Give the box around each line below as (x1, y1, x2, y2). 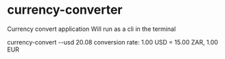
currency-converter (7, 2, 123, 18)
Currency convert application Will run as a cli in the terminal (7, 25, 176, 33)
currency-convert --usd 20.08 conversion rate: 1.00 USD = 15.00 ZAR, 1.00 (7, 38, 218, 46)
